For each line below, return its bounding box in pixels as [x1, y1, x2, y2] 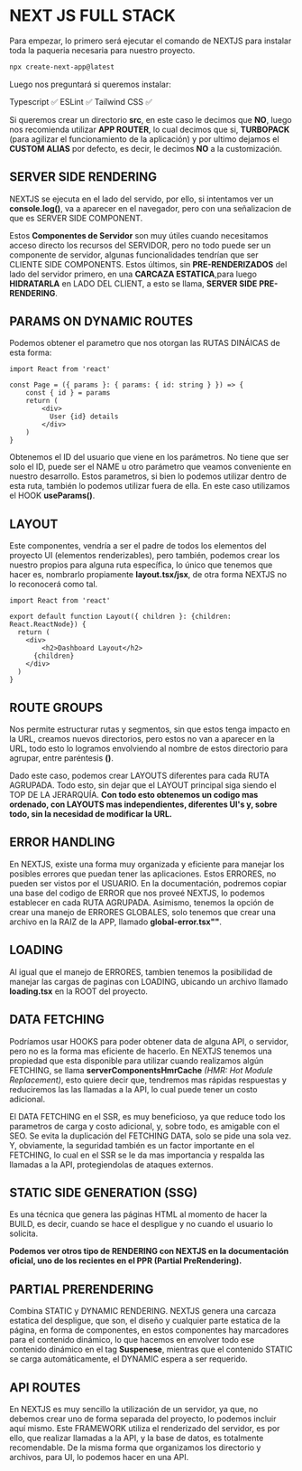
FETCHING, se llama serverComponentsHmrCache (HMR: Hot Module [9, 1064, 273, 1075]
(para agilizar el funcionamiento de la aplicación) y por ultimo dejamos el [9, 133, 279, 145]
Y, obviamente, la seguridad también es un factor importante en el [9, 1139, 255, 1150]
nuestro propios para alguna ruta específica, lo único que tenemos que [9, 559, 273, 570]
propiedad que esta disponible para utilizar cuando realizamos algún [9, 1054, 264, 1066]
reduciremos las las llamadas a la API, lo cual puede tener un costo [9, 1083, 258, 1094]
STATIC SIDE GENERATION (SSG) [9, 1185, 198, 1200]
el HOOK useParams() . [9, 490, 96, 501]
